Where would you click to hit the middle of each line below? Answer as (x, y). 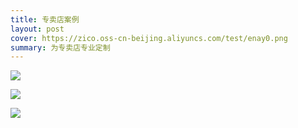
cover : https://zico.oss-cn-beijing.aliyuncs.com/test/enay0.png (149, 38)
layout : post (37, 29)
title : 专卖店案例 (45, 19)
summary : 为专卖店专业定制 (60, 47)
